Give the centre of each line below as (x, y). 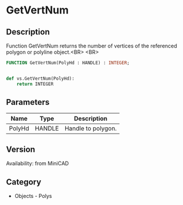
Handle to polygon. (91, 128)
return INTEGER (35, 84)
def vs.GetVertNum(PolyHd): (40, 78)
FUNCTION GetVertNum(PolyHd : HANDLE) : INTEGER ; (68, 63)
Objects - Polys (33, 196)
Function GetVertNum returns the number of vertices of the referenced (92, 46)
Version (21, 149)
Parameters (28, 102)
